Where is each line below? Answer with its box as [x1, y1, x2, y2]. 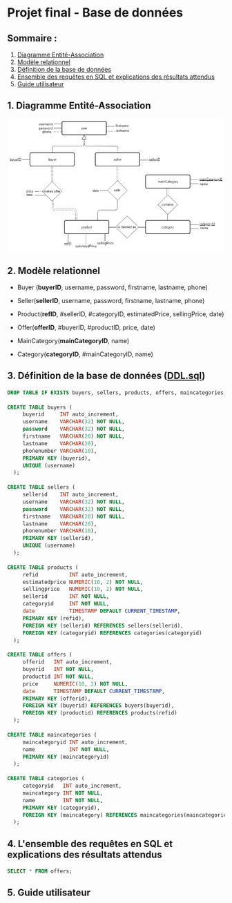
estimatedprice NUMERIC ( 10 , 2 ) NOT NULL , [22, 579, 144, 585]
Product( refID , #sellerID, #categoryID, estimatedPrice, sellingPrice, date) [17, 310, 224, 318]
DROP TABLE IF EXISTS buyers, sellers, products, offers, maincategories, [7, 389, 227, 396]
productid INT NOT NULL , [22, 673, 95, 680]
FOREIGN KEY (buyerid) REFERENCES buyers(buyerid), [22, 702, 175, 709]
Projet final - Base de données [7, 5, 184, 21]
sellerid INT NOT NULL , [22, 593, 110, 600]
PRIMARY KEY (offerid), [22, 695, 91, 702]
